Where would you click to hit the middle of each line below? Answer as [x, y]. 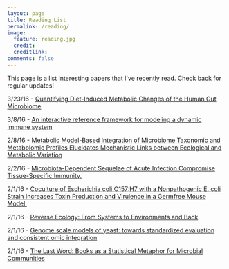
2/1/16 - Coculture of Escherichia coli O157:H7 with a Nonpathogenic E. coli [114, 189]
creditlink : [31, 52]
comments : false [30, 59]
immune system [30, 127]
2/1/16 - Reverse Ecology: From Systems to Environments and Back [103, 217]
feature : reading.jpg [45, 39]
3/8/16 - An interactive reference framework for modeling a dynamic [104, 119]
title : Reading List [37, 20]
